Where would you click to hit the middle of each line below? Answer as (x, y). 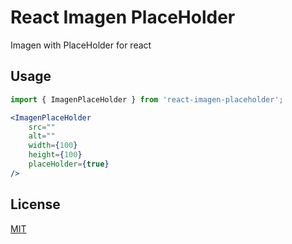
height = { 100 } (55, 155)
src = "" (42, 127)
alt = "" (42, 136)
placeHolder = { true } (69, 164)
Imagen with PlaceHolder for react (81, 45)
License (35, 204)
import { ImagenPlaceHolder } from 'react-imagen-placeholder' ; (147, 99)
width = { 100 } (53, 146)
